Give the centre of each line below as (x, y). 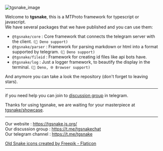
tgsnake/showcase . (24, 110)
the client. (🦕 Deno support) (40, 41)
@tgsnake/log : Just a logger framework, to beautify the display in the (81, 62)
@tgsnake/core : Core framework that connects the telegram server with (83, 36)
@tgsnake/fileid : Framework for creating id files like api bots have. (79, 57)
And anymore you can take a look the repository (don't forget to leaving (76, 76)
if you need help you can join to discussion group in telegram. (67, 96)
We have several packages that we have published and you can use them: (79, 27)
